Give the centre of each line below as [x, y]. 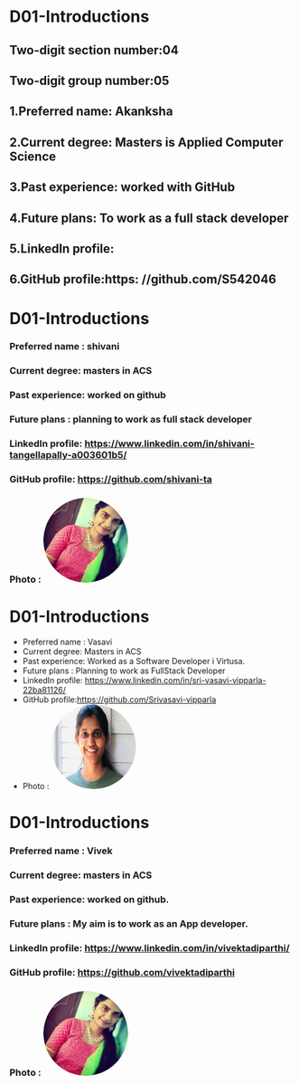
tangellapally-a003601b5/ [68, 455]
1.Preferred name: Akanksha [91, 112]
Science [33, 156]
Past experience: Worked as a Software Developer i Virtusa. [134, 661]
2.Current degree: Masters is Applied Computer [146, 142]
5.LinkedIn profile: [62, 248]
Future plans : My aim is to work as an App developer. [129, 923]
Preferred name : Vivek [61, 851]
